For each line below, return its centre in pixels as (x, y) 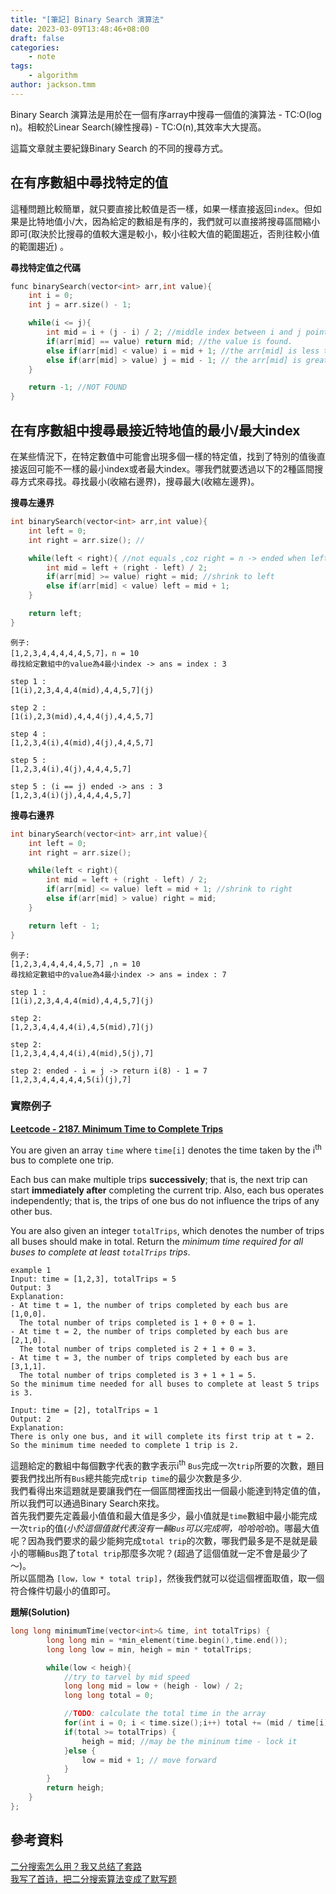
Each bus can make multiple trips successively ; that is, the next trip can (159, 1180)
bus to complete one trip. (62, 1160)
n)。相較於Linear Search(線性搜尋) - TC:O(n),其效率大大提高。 (138, 127)
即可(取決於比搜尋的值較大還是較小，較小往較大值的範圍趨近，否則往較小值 (165, 233)
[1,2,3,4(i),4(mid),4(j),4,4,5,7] (82, 742)
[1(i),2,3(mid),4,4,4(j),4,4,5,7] (82, 716)
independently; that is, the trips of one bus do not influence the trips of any (165, 1201)
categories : (35, 47)
